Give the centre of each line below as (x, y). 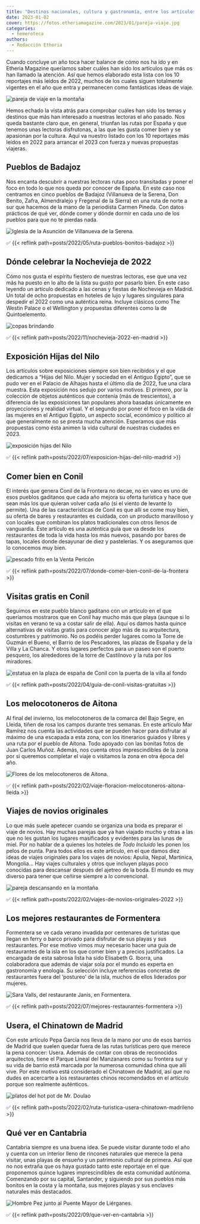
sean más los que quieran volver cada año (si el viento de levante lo (89, 503)
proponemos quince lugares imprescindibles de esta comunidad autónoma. (99, 1172)
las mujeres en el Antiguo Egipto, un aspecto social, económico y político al (99, 415)
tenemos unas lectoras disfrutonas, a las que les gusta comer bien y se (93, 129)
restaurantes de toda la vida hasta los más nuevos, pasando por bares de (96, 535)
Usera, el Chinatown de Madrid (65, 1026)
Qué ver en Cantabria (47, 1133)
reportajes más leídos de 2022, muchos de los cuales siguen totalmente (95, 81)
